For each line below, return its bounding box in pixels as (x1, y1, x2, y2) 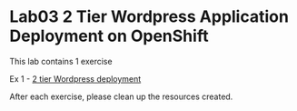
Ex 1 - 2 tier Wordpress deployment (9, 73, 142, 84)
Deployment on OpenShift (9, 25, 209, 46)
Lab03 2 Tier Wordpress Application (9, 6, 289, 27)
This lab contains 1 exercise (9, 55, 113, 66)
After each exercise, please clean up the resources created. (9, 91, 233, 102)
